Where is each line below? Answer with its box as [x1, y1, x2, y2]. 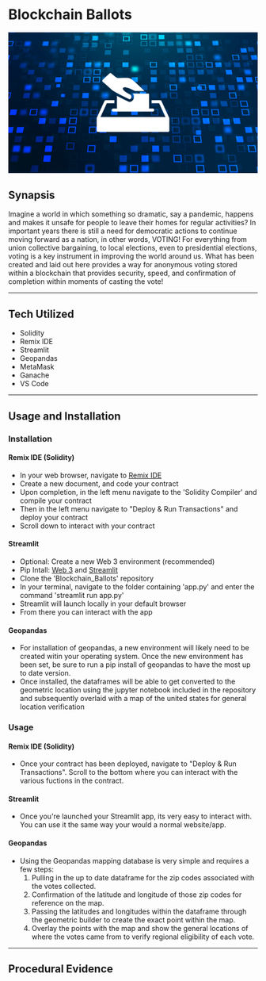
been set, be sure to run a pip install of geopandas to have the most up [19, 660, 251, 669]
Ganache [19, 370, 50, 380]
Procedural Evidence [8, 962, 113, 976]
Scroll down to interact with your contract [19, 521, 156, 531]
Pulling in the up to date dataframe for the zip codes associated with [31, 872, 255, 882]
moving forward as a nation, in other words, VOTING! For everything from [8, 235, 248, 244]
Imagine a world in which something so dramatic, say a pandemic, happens [8, 209, 254, 219]
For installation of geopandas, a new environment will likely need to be [19, 643, 249, 653]
